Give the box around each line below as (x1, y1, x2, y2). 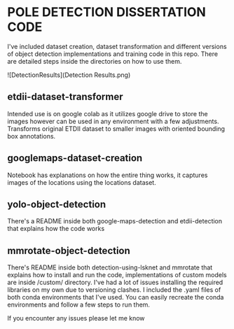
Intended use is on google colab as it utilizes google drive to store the (7, 109, 208, 118)
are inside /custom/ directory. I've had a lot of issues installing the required (7, 278, 223, 287)
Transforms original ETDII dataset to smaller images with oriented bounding (7, 124, 226, 133)
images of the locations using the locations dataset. (7, 178, 156, 186)
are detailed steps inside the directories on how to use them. (7, 57, 182, 65)
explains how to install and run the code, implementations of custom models (7, 271, 227, 279)
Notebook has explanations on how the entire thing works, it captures (7, 171, 208, 179)
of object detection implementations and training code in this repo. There (7, 50, 219, 58)
